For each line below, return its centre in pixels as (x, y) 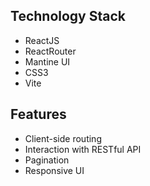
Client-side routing (63, 138)
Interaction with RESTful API (83, 149)
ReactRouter (50, 51)
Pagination (47, 160)
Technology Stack (68, 16)
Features (38, 114)
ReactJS (42, 40)
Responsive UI (54, 170)
